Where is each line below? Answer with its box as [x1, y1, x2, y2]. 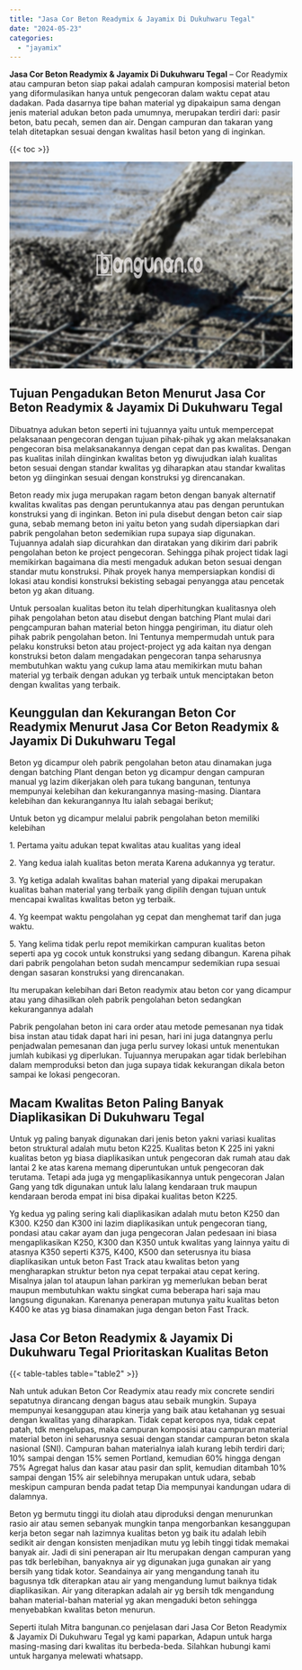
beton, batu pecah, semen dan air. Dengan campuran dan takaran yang [9, 117, 273, 128]
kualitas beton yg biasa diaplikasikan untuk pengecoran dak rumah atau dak [9, 1153, 290, 1164]
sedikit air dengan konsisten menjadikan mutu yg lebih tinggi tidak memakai [9, 1538, 289, 1548]
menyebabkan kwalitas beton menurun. [9, 1604, 155, 1615]
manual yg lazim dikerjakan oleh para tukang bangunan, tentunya [9, 776, 252, 788]
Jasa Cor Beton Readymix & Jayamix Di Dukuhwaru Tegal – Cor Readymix [9, 68, 289, 80]
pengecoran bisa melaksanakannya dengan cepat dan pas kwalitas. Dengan [9, 443, 292, 454]
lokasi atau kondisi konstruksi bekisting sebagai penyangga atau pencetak [9, 575, 285, 586]
